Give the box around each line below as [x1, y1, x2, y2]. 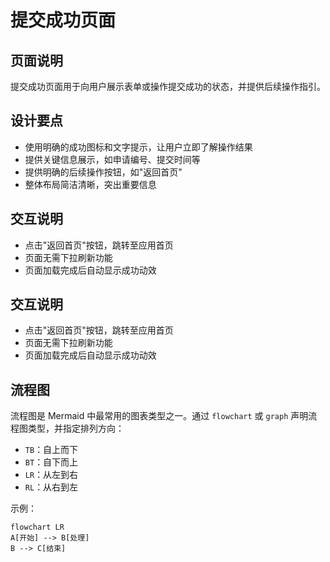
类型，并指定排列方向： [27, 422, 125, 435]
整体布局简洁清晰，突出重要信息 [24, 178, 157, 190]
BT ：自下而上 [24, 456, 79, 468]
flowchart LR [10, 522, 65, 533]
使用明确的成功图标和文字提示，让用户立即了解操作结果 [24, 141, 253, 153]
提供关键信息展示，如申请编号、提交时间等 [24, 153, 201, 165]
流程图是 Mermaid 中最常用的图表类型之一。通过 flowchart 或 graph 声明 [10, 410, 309, 422]
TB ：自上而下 [24, 444, 79, 456]
